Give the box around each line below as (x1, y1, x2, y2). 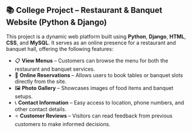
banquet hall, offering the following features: (6, 45, 113, 52)
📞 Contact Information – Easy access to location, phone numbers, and (14, 99, 184, 106)
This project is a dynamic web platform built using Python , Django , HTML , (6, 33, 186, 40)
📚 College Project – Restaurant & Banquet (6, 5, 163, 15)
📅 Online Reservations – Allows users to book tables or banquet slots (14, 71, 183, 78)
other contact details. (14, 105, 66, 113)
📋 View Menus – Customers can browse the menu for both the (14, 57, 169, 64)
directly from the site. (14, 78, 66, 85)
